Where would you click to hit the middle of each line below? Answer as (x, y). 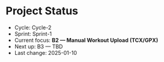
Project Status (42, 11)
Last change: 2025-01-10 (46, 52)
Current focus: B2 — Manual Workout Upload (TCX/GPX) (86, 40)
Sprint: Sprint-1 (33, 33)
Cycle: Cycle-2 (33, 27)
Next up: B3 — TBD (39, 46)
